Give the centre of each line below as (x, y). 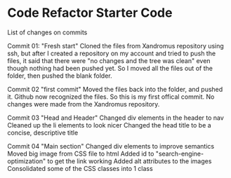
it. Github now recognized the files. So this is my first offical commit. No (111, 97)
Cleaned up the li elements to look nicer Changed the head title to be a (110, 125)
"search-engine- (180, 153)
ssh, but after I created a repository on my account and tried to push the (112, 53)
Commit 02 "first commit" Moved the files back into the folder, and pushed (115, 89)
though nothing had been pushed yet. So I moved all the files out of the (110, 68)
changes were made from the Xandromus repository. (84, 104)
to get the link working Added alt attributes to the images (130, 161)
